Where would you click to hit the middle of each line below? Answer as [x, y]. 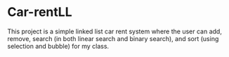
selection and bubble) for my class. [58, 46]
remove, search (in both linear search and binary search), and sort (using [113, 38]
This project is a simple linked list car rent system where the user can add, [115, 31]
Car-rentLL [40, 12]
